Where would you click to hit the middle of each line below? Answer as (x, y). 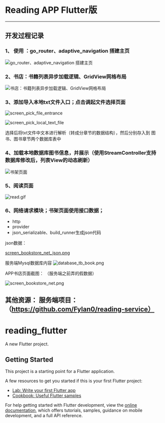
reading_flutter (36, 330)
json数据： (16, 243)
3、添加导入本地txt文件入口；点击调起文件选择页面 (66, 102)
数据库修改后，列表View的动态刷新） (49, 160)
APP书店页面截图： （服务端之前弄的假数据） (51, 274)
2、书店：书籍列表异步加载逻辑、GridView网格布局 (66, 77)
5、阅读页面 (19, 186)
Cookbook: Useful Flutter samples (47, 395)
